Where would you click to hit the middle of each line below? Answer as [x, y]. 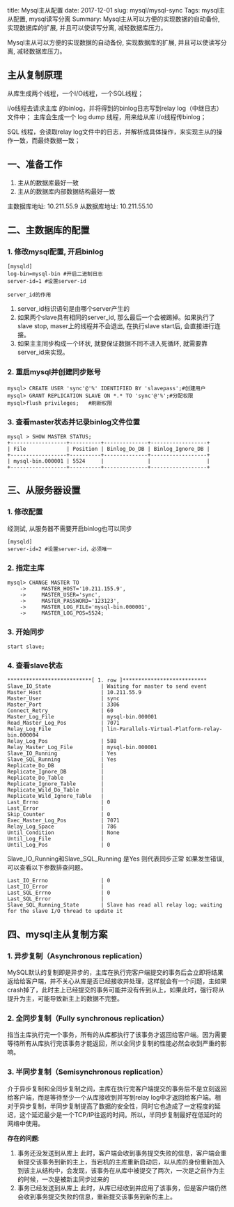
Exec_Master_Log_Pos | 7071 [63, 821]
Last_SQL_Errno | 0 [59, 893]
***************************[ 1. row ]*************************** [107, 681]
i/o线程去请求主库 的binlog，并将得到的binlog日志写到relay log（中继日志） [115, 108]
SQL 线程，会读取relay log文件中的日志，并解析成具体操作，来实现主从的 [112, 132]
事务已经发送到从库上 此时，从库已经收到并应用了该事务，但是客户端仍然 [122, 1187]
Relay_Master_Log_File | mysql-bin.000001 [82, 748]
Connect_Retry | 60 [60, 711]
